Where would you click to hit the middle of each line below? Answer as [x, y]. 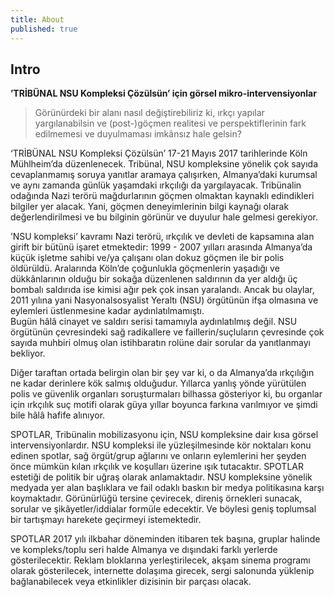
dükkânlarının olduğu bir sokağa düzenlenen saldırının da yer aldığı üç [154, 279]
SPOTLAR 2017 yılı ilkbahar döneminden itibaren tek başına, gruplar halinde [165, 539]
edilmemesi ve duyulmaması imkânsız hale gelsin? [138, 134]
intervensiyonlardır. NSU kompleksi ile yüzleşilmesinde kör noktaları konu [161, 445]
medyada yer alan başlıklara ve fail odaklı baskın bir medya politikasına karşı [167, 488]
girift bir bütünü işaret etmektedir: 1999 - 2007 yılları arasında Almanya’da [161, 247]
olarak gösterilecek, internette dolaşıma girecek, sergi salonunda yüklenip [162, 571]
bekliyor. [28, 353]
